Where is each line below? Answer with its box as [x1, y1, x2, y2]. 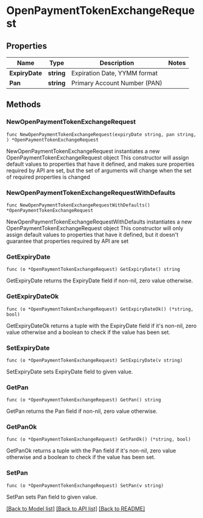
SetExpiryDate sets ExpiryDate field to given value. [6, 368, 133, 375]
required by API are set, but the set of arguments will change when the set [6, 166, 192, 174]
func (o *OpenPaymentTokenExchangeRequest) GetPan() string [6, 397, 162, 403]
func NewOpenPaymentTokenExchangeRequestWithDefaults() [6, 202, 150, 208]
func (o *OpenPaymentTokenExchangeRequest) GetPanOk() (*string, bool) [6, 437, 191, 443]
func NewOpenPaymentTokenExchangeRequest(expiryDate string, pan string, [6, 131, 197, 137]
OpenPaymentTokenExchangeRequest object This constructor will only [6, 224, 184, 231]
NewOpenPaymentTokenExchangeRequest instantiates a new [6, 147, 160, 155]
